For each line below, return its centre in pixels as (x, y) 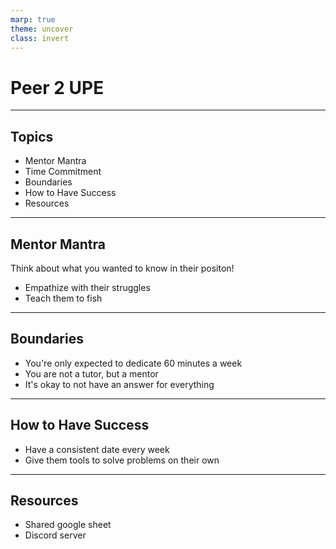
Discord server (55, 535)
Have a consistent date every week (97, 449)
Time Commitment (63, 172)
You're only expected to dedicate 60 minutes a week (133, 363)
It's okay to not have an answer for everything (119, 384)
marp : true (33, 19)
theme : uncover (42, 29)
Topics (32, 136)
